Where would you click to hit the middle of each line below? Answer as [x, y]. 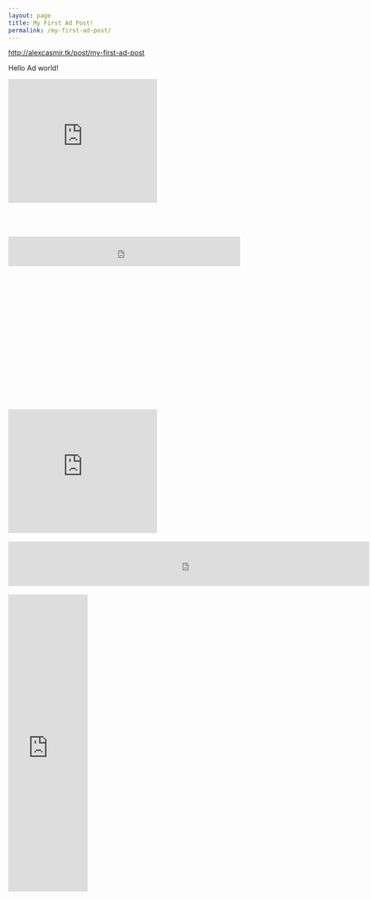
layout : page [30, 15]
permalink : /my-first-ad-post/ [60, 30]
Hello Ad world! [33, 68]
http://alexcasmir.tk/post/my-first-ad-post [76, 53]
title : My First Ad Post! [51, 23]
